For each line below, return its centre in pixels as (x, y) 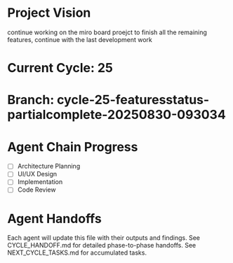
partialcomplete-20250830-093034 (116, 115)
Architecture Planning (49, 166)
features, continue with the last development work (80, 39)
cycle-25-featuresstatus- (133, 100)
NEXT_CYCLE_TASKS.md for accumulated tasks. (77, 253)
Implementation (40, 182)
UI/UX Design (37, 174)
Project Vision (49, 13)
